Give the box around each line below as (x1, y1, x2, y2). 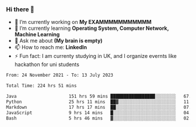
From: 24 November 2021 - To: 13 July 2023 (6, 73, 114, 78)
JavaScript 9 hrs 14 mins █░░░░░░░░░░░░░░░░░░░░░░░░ (6, 109, 176, 116)
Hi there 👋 (6, 5, 35, 13)
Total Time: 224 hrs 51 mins (6, 83, 77, 89)
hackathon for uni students (14, 61, 80, 68)
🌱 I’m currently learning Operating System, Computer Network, (14, 25, 169, 32)
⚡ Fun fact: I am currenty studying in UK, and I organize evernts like (14, 53, 177, 60)
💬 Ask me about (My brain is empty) (14, 37, 103, 44)
